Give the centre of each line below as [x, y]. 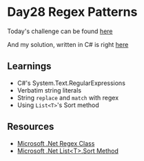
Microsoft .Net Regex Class [56, 143]
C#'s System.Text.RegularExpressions [71, 83]
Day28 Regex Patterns [72, 12]
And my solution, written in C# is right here [68, 44]
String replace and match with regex [68, 97]
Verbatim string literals [49, 90]
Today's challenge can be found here [60, 31]
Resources [31, 127]
